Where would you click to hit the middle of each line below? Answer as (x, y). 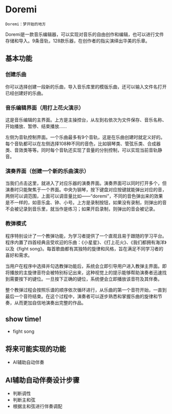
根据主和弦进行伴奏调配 (37, 406)
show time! (24, 319)
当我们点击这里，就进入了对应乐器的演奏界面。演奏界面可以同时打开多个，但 (86, 183)
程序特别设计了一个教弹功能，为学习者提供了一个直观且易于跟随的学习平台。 (86, 236)
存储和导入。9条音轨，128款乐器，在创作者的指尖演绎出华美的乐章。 (78, 41)
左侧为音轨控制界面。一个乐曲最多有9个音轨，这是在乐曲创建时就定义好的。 (85, 137)
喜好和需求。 (19, 255)
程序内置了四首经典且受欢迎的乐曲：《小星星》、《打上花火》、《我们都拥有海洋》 (86, 242)
